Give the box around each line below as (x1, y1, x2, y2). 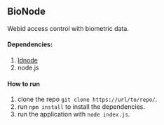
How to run (7, 79, 41, 88)
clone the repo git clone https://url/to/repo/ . (17, 95, 158, 104)
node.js (17, 63, 40, 72)
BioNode (7, 6, 46, 18)
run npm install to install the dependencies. (17, 103, 145, 111)
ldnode (17, 56, 39, 65)
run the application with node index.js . (17, 110, 130, 119)
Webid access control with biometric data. (7, 24, 130, 32)
